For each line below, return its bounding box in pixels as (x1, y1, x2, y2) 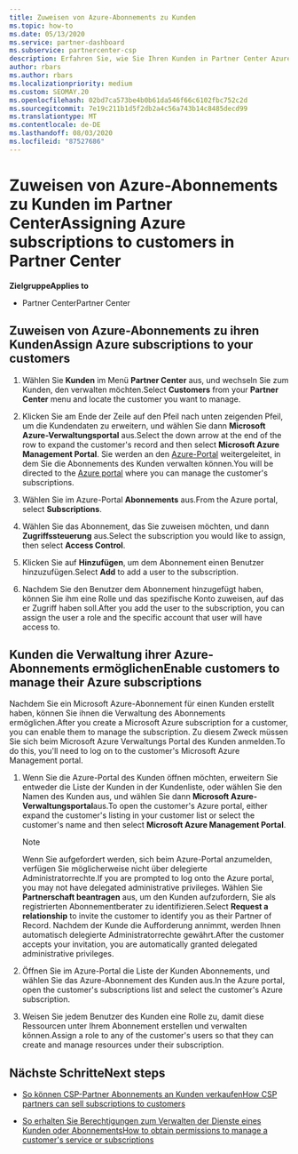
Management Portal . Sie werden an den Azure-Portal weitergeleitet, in (21, 448, 281, 459)
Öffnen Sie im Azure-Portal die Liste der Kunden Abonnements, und (21, 966, 271, 976)
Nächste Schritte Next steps (9, 1065, 166, 1080)
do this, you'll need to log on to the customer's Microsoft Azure (9, 746, 240, 757)
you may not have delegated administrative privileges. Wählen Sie (21, 882, 263, 894)
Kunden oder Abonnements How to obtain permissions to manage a (21, 1126, 268, 1136)
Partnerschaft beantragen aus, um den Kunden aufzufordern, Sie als (21, 892, 277, 902)
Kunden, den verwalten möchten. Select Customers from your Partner (21, 384, 279, 395)
